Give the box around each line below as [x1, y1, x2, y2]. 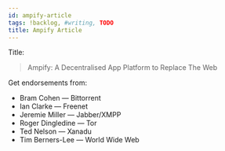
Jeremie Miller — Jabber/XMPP [19, 110, 122, 120]
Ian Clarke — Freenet [19, 101, 89, 111]
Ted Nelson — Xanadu [19, 127, 93, 136]
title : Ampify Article [8, 26, 82, 34]
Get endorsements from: [8, 78, 88, 87]
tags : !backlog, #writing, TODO [8, 19, 114, 27]
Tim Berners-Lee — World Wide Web [19, 135, 140, 145]
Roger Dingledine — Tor [19, 119, 97, 128]
